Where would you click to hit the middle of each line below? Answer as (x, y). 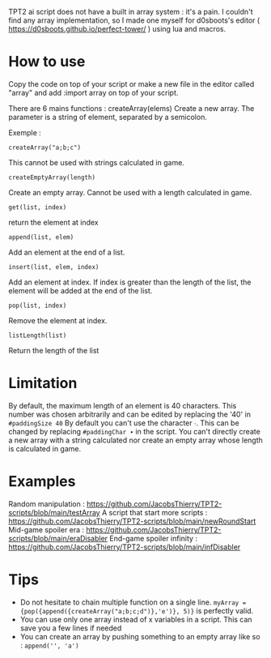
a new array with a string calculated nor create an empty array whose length (135, 440)
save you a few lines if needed (71, 628)
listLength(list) (38, 335)
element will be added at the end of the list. (80, 290)
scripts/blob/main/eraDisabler (58, 538)
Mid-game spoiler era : (47, 529)
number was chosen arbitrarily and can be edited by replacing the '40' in (129, 414)
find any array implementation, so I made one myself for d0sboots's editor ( (134, 20)
